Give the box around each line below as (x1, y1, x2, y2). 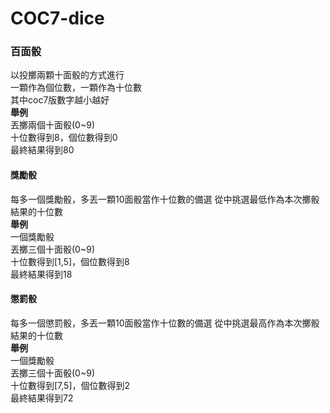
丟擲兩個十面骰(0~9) (10, 119, 95, 131)
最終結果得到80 (10, 144, 75, 156)
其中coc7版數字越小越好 (10, 94, 110, 106)
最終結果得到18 (10, 268, 73, 280)
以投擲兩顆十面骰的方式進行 (10, 69, 125, 81)
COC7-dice (10, 7, 105, 30)
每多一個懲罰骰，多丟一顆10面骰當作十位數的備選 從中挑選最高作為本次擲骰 (10, 317, 320, 329)
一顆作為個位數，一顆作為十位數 (10, 82, 142, 94)
